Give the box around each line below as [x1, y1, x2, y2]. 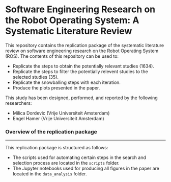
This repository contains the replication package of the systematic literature [5, 42, 164, 48]
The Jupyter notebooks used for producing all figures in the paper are [12, 165, 159, 172]
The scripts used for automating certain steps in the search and [12, 154, 147, 161]
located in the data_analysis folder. [12, 171, 88, 177]
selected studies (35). [12, 74, 59, 80]
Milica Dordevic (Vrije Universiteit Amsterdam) [12, 110, 110, 116]
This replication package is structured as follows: [5, 145, 108, 151]
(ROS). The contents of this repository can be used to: [5, 53, 119, 59]
